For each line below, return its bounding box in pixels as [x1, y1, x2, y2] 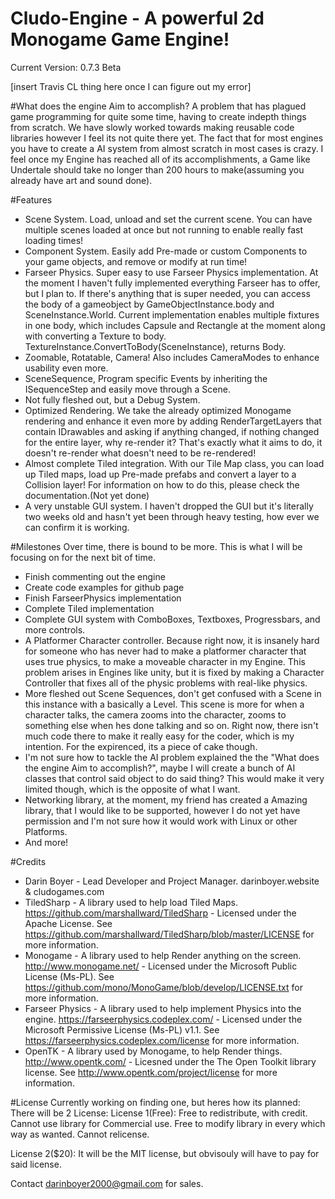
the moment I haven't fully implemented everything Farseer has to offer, [24, 277, 321, 289]
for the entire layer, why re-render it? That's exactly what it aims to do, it [24, 436, 323, 448]
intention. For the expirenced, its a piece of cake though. [24, 740, 258, 752]
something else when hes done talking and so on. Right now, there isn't [24, 719, 319, 731]
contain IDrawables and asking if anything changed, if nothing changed [24, 425, 320, 437]
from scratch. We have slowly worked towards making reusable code [10, 121, 295, 133]
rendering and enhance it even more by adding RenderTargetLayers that [24, 415, 322, 427]
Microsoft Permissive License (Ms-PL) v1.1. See [24, 1023, 220, 1036]
